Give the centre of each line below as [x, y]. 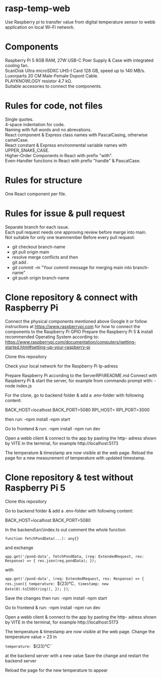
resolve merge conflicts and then [45, 257]
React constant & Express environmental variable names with [66, 145]
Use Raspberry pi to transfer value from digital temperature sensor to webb [80, 22]
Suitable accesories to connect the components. [53, 86]
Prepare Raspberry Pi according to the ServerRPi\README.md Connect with [81, 375]
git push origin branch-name [40, 277]
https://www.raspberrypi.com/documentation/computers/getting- [71, 342]
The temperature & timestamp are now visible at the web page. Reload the [79, 453]
